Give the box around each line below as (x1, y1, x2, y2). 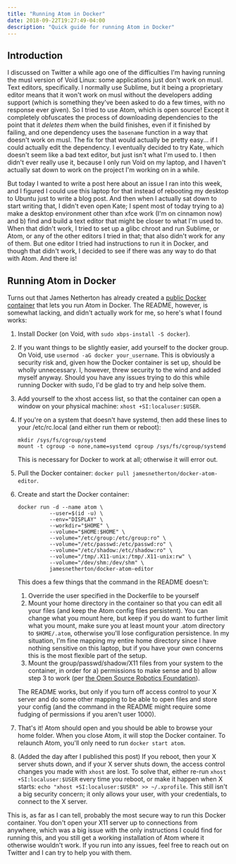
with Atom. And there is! (7, 255, 77, 263)
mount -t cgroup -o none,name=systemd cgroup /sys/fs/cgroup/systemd (17, 443, 227, 450)
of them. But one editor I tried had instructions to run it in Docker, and (7, 239, 209, 248)
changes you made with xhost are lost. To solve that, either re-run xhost (17, 767, 227, 776)
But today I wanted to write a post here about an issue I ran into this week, (7, 179, 223, 188)
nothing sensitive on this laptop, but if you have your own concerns (27, 644, 223, 652)
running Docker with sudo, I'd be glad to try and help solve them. (17, 381, 206, 389)
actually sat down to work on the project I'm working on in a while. (7, 166, 200, 174)
